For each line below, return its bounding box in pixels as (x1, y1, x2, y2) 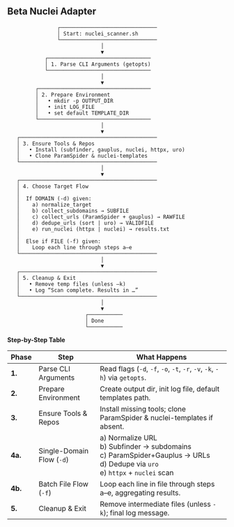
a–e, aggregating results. (100, 488, 181, 498)
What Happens (136, 352, 187, 362)
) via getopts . (103, 373, 147, 383)
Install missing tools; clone (100, 404, 187, 414)
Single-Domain (38, 446, 89, 456)
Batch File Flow (38, 479, 89, 489)
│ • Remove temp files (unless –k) (16, 281, 127, 288)
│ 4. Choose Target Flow (16, 183, 89, 190)
